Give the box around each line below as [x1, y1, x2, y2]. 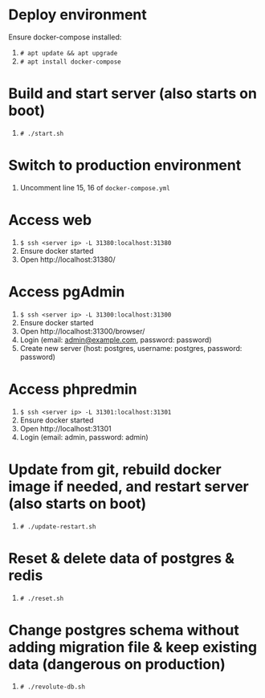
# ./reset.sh [19, 594, 64, 602]
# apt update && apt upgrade [19, 49, 118, 57]
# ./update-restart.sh [19, 522, 96, 531]
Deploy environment [8, 6, 147, 24]
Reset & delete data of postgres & [8, 549, 235, 567]
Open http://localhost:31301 [19, 423, 112, 433]
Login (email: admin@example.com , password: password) [19, 335, 212, 345]
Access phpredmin [8, 380, 138, 398]
